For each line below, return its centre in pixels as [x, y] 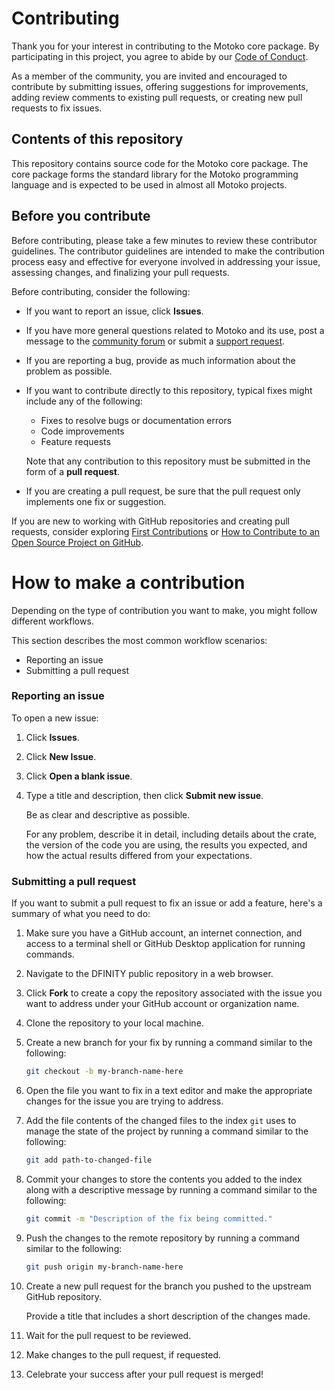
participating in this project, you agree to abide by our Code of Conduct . [160, 56]
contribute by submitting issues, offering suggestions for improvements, [160, 86]
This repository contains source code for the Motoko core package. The [160, 163]
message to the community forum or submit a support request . [155, 341]
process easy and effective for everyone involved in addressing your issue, [166, 261]
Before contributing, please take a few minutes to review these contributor [164, 240]
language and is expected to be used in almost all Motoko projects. [149, 184]
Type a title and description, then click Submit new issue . [144, 795]
